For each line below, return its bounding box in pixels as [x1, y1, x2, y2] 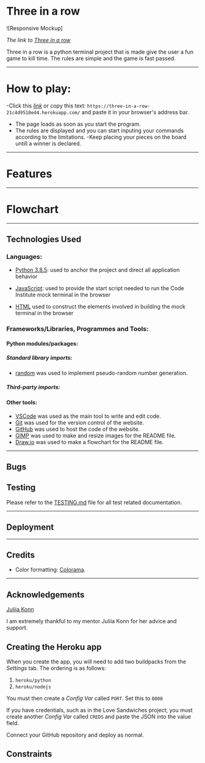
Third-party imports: [6, 383, 60, 390]
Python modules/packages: [6, 340, 78, 347]
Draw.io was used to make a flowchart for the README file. [15, 438, 164, 445]
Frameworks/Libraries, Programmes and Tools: [6, 325, 149, 334]
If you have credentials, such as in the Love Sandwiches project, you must [6, 706, 193, 714]
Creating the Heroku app [6, 641, 102, 652]
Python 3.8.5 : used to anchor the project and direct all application [15, 266, 180, 274]
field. [6, 719, 20, 726]
